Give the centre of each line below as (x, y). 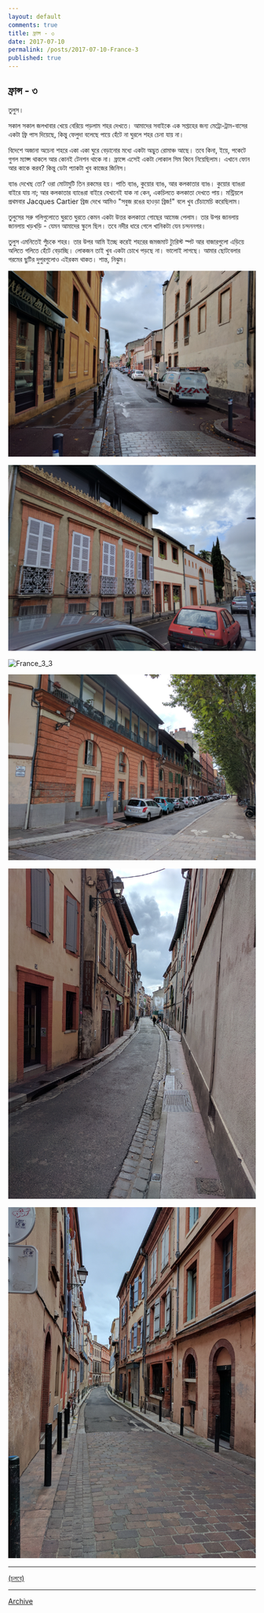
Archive (21, 1601)
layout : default (35, 17)
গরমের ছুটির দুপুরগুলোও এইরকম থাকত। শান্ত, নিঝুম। (68, 259)
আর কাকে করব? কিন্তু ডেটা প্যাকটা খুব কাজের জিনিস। (68, 168)
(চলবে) (16, 1578)
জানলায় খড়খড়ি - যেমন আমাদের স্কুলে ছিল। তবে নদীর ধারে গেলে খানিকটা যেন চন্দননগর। (107, 226)
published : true (35, 58)
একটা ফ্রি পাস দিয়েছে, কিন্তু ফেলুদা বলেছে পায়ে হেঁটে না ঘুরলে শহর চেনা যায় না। (96, 134)
